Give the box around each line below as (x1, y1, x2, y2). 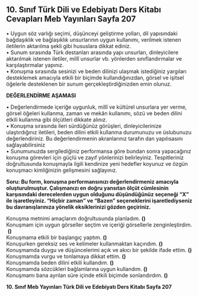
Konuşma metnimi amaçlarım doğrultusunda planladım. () (6, 215, 146, 222)
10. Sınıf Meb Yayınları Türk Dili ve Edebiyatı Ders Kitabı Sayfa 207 (6, 283, 172, 290)
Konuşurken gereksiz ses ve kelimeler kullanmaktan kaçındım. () (6, 240, 163, 247)
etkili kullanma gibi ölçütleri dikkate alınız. (6, 116, 108, 123)
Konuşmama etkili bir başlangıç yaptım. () (6, 234, 107, 241)
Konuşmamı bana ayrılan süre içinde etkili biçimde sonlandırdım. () (6, 272, 168, 279)
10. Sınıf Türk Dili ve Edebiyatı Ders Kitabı (6, 5, 161, 15)
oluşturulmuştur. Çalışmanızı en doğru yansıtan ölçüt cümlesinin (6, 184, 169, 191)
